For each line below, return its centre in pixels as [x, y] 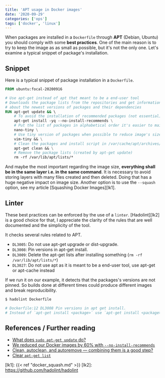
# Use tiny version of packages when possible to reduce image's [82, 135]
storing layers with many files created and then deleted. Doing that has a [79, 177]
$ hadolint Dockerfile [28, 299]
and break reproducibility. [31, 290]
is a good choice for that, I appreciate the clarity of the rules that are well [79, 220]
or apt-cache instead [33, 270]
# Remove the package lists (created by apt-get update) [73, 153]
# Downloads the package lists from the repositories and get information [83, 103]
